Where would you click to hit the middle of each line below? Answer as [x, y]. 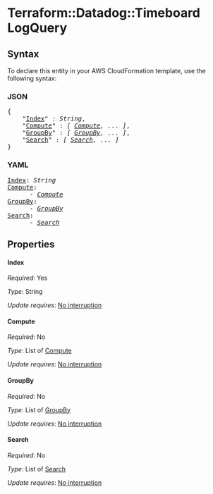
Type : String [25, 292]
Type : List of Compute [39, 351]
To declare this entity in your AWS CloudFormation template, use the [107, 71]
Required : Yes [28, 278]
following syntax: [32, 78]
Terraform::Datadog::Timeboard [104, 13]
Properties [31, 244]
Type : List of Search [36, 469]
